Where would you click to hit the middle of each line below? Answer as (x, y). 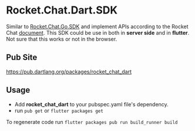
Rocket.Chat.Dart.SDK (62, 10)
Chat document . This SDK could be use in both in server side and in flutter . (98, 32)
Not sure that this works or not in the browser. (62, 39)
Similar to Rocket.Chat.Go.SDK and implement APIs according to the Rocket (97, 26)
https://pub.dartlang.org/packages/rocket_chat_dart (69, 72)
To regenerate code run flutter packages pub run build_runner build (92, 122)
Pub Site (22, 57)
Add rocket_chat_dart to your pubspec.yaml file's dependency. (91, 104)
